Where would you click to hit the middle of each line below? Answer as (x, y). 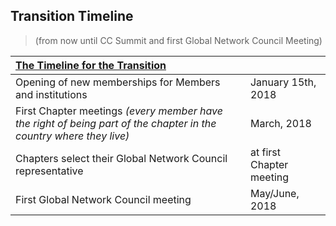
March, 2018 (280, 123)
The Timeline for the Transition (91, 65)
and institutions (51, 94)
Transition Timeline (72, 16)
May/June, (274, 193)
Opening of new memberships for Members (118, 82)
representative (49, 171)
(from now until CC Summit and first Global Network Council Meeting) (178, 40)
